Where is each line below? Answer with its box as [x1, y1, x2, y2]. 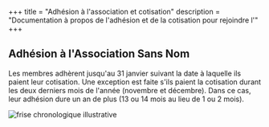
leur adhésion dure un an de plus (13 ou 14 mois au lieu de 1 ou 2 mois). [8, 94, 245, 104]
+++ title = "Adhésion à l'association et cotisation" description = [8, 7, 221, 16]
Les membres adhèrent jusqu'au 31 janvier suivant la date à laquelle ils [8, 68, 242, 78]
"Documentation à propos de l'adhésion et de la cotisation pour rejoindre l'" [8, 15, 259, 25]
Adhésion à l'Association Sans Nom [8, 47, 190, 61]
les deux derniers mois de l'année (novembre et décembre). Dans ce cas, [8, 85, 251, 95]
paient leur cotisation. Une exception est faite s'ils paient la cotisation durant [8, 76, 262, 87]
